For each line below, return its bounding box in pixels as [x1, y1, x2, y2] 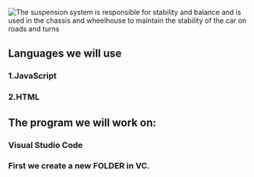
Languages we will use [8, 47, 122, 61]
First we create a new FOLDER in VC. [8, 160, 151, 171]
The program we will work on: [8, 116, 156, 129]
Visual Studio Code [8, 139, 83, 150]
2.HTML [8, 91, 40, 102]
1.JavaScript [8, 71, 57, 82]
